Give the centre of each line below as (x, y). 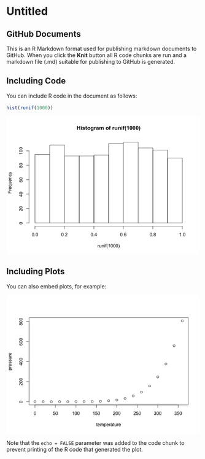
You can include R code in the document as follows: (72, 96)
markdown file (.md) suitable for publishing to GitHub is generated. (91, 62)
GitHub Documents (44, 34)
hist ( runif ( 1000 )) (30, 108)
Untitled (27, 11)
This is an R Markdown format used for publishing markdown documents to (102, 48)
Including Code (36, 81)
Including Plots (36, 272)
